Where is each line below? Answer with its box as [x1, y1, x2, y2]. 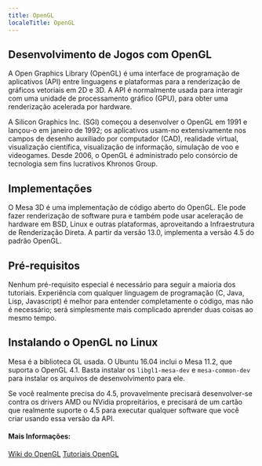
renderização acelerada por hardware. [8, 102, 133, 112]
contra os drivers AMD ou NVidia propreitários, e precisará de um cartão [8, 397, 243, 406]
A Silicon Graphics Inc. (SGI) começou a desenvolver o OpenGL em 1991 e [8, 117, 248, 127]
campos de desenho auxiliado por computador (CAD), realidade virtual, [8, 134, 239, 144]
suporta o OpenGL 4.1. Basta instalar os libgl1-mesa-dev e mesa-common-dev [8, 365, 251, 374]
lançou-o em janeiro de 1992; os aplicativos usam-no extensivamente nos [8, 126, 247, 135]
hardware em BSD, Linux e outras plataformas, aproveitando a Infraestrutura [8, 219, 255, 229]
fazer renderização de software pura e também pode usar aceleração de [8, 211, 243, 221]
